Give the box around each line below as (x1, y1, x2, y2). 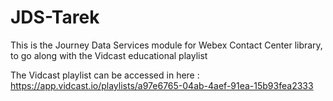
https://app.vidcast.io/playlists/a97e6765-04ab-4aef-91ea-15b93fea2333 (10, 79, 314, 91)
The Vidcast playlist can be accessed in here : (10, 69, 200, 81)
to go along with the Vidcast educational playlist (10, 49, 208, 61)
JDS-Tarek (10, 6, 100, 29)
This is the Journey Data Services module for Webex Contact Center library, (10, 39, 323, 51)
